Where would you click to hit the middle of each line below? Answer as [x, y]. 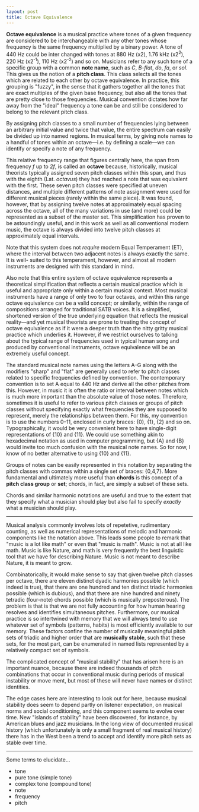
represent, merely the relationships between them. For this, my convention [97, 415]
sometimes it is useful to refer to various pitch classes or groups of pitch [94, 403]
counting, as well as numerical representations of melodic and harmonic [94, 531]
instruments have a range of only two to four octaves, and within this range [98, 296]
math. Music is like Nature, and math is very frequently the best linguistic [95, 550]
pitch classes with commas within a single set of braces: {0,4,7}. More [92, 471]
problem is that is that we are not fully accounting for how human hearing [96, 606]
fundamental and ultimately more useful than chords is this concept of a [94, 477]
